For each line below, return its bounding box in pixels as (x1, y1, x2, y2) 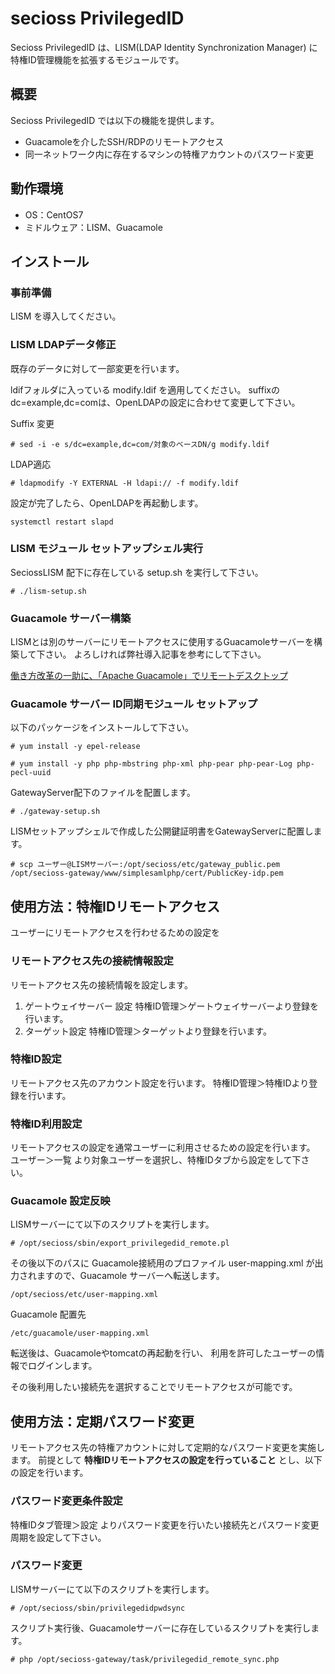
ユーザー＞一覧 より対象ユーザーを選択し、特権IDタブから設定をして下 (10, 1154, 302, 1166)
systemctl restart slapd (10, 517, 114, 527)
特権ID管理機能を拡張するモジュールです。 (10, 53, 185, 66)
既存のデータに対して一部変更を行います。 (10, 362, 185, 374)
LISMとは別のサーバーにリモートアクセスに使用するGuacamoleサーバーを (10, 636, 315, 648)
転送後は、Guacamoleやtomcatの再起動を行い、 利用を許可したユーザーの (10, 1347, 317, 1359)
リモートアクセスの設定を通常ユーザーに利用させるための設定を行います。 (10, 1142, 316, 1154)
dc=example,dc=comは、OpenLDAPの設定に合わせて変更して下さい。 (10, 396, 301, 408)
